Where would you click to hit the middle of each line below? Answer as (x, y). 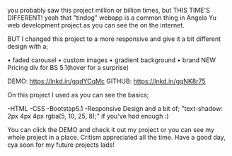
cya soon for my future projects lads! (61, 145)
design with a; (28, 46)
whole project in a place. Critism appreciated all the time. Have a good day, (117, 137)
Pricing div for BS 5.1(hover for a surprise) (68, 67)
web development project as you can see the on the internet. (96, 25)
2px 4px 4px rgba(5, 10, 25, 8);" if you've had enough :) (88, 116)
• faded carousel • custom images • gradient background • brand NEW (112, 60)
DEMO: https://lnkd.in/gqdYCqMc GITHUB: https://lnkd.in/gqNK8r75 (107, 81)
